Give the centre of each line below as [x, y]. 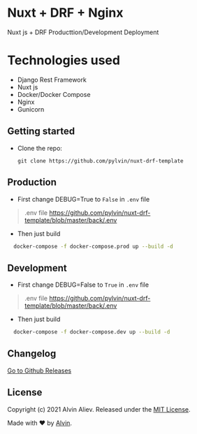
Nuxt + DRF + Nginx [65, 13]
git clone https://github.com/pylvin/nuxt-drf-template [100, 161]
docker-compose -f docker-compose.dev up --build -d [92, 332]
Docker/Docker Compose [54, 94]
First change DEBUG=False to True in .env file [83, 285]
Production [32, 182]
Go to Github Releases [39, 371]
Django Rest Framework [52, 80]
